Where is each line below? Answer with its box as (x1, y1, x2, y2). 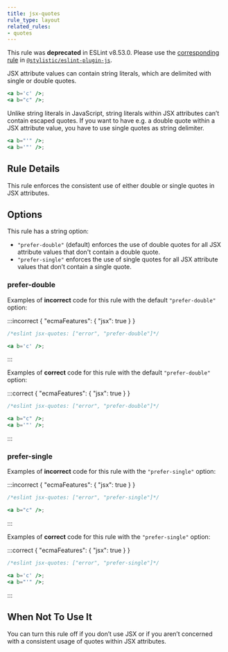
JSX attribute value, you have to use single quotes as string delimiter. (7, 124, 204, 132)
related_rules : (7, 23, 51, 30)
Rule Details (7, 163, 60, 175)
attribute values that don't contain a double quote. (17, 248, 161, 257)
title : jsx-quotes (7, 10, 60, 17)
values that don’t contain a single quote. (17, 263, 132, 271)
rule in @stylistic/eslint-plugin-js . (7, 56, 112, 65)
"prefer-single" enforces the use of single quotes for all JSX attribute (17, 255, 218, 264)
